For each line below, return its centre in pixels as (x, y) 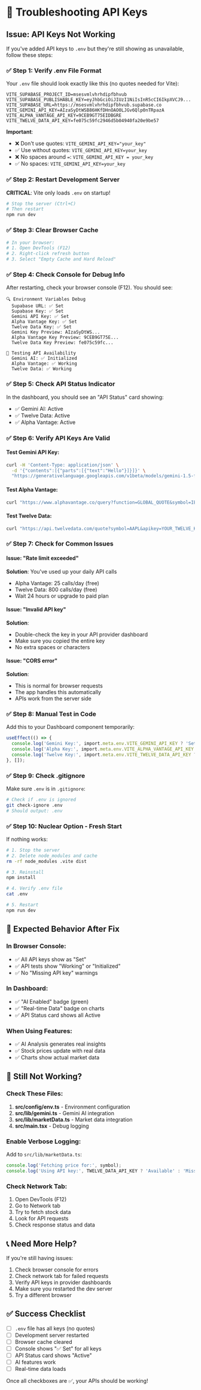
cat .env (17, 894)
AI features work (35, 1362)
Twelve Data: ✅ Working (42, 369)
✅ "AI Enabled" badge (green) (52, 1001)
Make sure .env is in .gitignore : (46, 789)
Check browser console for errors (57, 1270)
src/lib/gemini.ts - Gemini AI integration (65, 1113)
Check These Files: (35, 1094)
